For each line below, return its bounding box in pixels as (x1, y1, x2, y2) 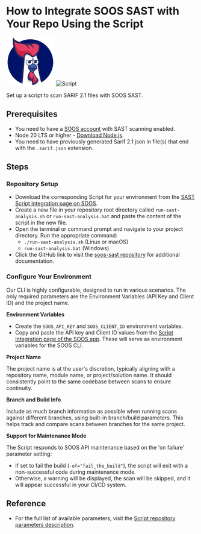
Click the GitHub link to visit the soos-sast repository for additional (14, 251, 180, 259)
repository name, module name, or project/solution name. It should (6, 371, 172, 379)
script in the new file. (14, 219, 67, 227)
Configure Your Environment (6, 272, 92, 281)
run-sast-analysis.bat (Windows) (23, 245, 110, 252)
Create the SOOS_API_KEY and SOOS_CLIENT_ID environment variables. (14, 322, 184, 330)
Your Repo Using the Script (6, 17, 144, 31)
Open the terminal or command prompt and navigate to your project (14, 225, 184, 233)
